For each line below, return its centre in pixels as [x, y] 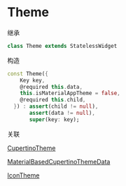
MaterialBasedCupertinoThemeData [59, 161]
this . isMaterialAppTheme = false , [70, 93]
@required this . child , [53, 100]
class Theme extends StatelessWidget [62, 46]
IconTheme [23, 175]
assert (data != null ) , [62, 113]
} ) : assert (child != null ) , [56, 106]
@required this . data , [51, 87]
